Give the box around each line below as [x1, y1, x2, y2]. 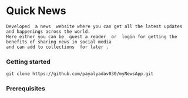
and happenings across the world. [6, 28, 91, 35]
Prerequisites [6, 85, 45, 93]
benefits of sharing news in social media [6, 39, 112, 45]
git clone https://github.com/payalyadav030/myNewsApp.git [6, 71, 154, 77]
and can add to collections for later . [6, 44, 109, 50]
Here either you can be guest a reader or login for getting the [6, 33, 177, 39]
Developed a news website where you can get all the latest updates [6, 23, 183, 29]
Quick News [6, 4, 66, 18]
